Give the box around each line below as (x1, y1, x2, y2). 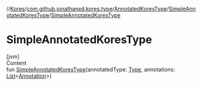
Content (6, 59, 27, 66)
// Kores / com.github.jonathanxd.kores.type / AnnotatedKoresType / (6, 5, 169, 12)
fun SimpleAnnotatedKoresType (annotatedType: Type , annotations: (6, 66, 176, 73)
